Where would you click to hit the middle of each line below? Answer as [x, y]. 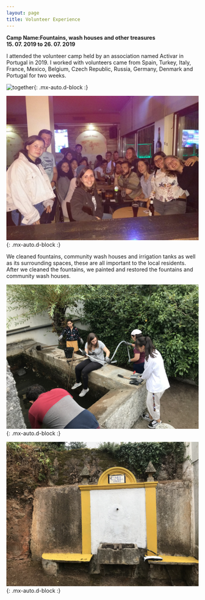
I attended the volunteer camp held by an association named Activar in [95, 56]
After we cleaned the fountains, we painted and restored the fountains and [100, 269]
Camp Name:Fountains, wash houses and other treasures [81, 37]
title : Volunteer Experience [43, 19]
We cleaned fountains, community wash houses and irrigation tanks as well [101, 256]
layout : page [23, 13]
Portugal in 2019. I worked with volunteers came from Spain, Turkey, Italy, [99, 62]
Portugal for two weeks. [36, 75]
